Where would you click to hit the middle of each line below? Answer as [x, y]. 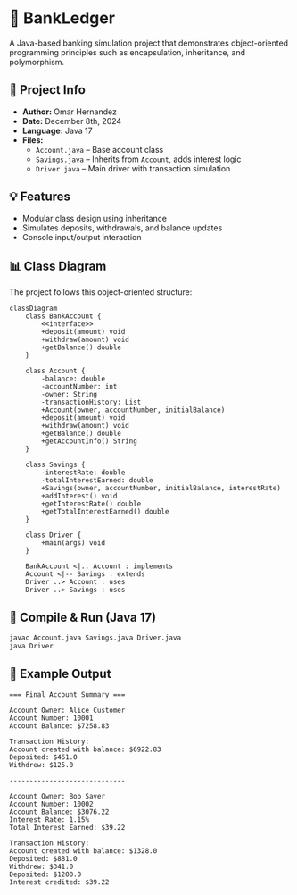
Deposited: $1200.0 [45, 874]
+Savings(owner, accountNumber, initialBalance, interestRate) [161, 489]
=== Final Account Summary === [67, 694]
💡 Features [40, 197]
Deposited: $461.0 [43, 757]
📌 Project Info [48, 90]
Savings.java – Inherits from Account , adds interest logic [138, 159]
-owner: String [70, 395]
